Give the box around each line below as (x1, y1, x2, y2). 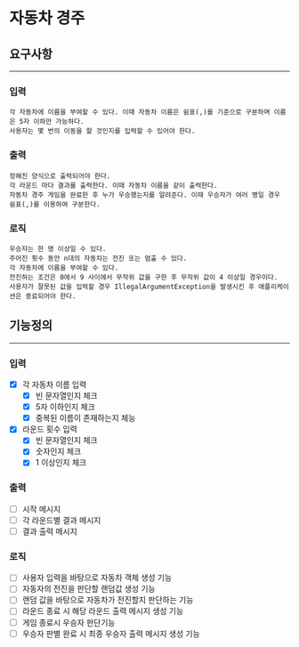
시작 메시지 (21, 504, 61, 514)
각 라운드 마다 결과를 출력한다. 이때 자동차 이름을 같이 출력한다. (9, 181, 218, 190)
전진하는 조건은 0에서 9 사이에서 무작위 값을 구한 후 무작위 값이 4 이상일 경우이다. (9, 272, 279, 281)
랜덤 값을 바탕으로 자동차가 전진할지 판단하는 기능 (21, 594, 194, 605)
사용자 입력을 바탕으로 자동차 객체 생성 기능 (21, 572, 173, 583)
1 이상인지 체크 (35, 457, 87, 468)
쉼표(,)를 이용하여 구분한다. (9, 199, 101, 209)
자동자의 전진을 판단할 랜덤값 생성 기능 (21, 584, 156, 594)
